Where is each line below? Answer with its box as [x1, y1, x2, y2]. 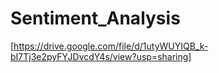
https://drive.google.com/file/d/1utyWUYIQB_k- [13, 40, 209, 52]
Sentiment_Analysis [10, 7, 181, 30]
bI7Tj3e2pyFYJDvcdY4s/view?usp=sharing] [10, 50, 192, 62]
